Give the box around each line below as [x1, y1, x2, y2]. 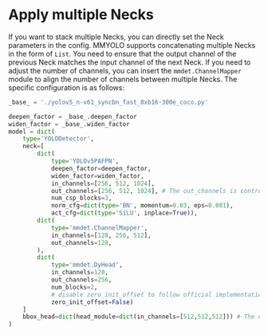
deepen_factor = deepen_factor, [50, 164, 152, 172]
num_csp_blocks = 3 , [50, 194, 112, 203]
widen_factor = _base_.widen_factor [8, 120, 130, 128]
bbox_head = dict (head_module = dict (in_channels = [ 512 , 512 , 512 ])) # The [22, 313, 255, 321]
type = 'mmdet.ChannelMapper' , [50, 223, 148, 232]
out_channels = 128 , [50, 238, 112, 246]
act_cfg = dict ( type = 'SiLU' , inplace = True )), [50, 209, 198, 217]
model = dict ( [8, 128, 56, 136]
